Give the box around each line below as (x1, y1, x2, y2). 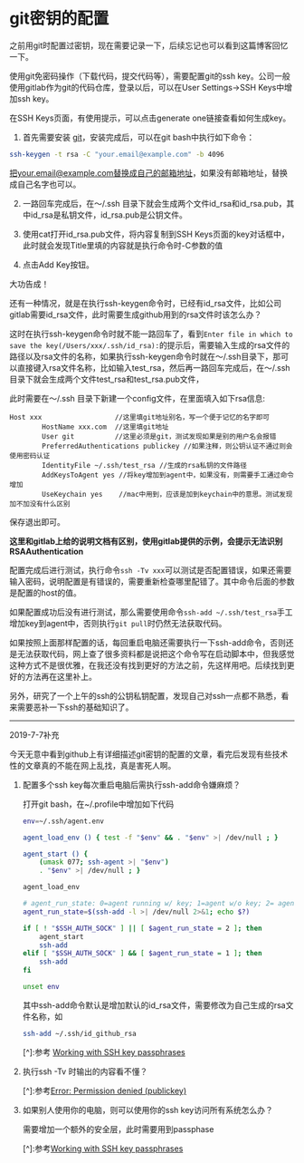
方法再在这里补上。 (24, 671, 97, 682)
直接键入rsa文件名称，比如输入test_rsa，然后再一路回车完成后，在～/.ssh (16, 362, 291, 373)
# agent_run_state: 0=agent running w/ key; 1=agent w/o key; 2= (22, 899, 274, 908)
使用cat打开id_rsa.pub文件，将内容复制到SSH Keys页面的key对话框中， (22, 228, 290, 239)
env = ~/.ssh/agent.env (22, 817, 104, 826)
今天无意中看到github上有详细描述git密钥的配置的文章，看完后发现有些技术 (9, 749, 289, 760)
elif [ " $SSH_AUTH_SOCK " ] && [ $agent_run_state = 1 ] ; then (22, 949, 262, 958)
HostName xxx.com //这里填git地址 (42, 422, 169, 431)
